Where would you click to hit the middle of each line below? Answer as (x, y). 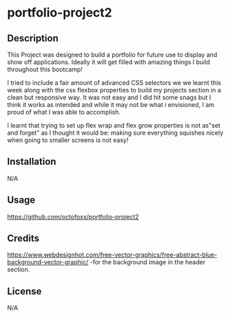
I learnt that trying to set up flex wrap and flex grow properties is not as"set (114, 125)
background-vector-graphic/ (48, 262)
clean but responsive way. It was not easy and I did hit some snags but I (109, 97)
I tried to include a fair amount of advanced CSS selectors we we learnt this (114, 83)
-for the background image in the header (148, 262)
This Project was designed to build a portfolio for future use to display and (112, 54)
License (24, 291)
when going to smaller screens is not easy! (68, 140)
